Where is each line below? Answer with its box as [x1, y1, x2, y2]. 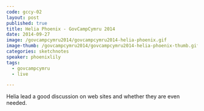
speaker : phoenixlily [6, 54, 61, 60]
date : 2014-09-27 [6, 32, 50, 38]
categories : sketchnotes [6, 49, 69, 55]
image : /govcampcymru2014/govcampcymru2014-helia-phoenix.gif [6, 37, 167, 43]
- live [12, 71, 29, 77]
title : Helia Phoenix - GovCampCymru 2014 [6, 25, 115, 32]
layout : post [6, 15, 39, 21]
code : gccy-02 [6, 8, 42, 15]
